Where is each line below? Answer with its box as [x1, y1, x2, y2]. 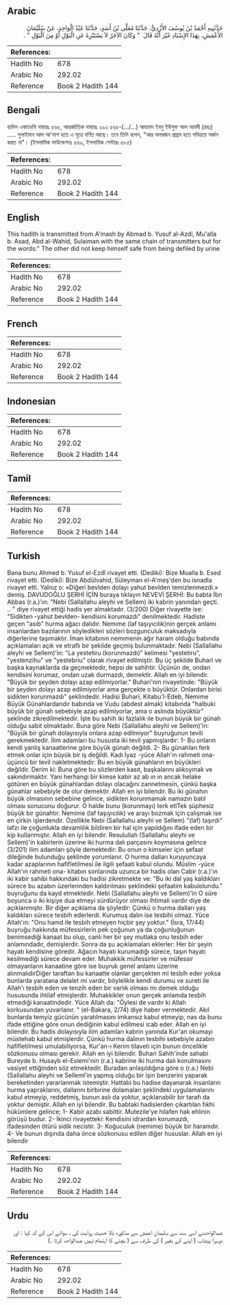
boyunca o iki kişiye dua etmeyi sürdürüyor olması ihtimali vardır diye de [7, 896, 210, 904]
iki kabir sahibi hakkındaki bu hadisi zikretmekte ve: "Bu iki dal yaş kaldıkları [7, 874, 220, 883]
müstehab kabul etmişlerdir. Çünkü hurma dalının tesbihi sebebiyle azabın [7, 1034, 215, 1042]
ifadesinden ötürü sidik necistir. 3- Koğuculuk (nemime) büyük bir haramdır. [7, 1122, 220, 1130]
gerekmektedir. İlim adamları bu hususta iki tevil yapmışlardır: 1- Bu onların [7, 736, 216, 744]
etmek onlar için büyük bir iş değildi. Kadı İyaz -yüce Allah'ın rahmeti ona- [7, 751, 216, 759]
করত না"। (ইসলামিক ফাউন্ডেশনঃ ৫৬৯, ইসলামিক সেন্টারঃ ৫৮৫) [7, 138, 132, 146]
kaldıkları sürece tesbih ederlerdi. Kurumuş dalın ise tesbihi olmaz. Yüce [7, 911, 210, 919]
